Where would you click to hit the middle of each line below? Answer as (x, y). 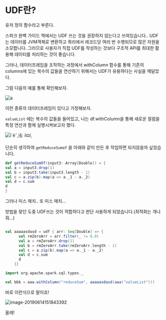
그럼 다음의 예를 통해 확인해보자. (37, 88)
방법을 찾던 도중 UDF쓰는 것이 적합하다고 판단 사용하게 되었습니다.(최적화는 (78, 212)
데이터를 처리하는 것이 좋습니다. (45, 54)
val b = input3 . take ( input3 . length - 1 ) (48, 172)
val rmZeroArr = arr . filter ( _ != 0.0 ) (59, 236)
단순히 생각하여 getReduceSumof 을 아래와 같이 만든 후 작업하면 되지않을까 (77, 147)
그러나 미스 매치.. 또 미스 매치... (36, 201)
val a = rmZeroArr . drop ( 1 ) (46, 241)
